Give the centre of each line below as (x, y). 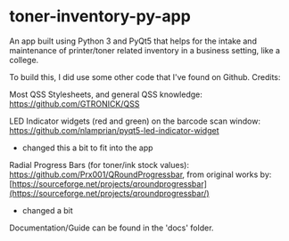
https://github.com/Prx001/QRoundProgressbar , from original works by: (140, 174)
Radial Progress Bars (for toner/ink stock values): (99, 165)
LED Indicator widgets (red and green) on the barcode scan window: (135, 121)
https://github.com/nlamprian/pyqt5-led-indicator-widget (114, 130)
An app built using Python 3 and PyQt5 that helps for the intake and (133, 41)
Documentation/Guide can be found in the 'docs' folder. (111, 228)
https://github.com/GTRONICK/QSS (74, 103)
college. (24, 60)
